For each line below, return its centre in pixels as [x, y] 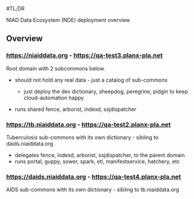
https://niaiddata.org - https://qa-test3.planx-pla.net [85, 56]
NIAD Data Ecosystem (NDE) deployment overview [68, 20]
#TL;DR [15, 9]
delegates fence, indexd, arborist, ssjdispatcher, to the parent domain [100, 155]
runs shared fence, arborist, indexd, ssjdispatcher [75, 109]
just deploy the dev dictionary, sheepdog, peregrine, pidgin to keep [106, 91]
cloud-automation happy [54, 98]
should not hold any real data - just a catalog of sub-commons [91, 80]
